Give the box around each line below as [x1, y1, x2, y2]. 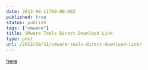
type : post [6, 36, 33, 42]
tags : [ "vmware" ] [6, 25, 49, 31]
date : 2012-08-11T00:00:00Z [6, 8, 76, 15]
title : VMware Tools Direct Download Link [6, 31, 113, 36]
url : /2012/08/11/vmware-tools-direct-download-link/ [6, 42, 143, 48]
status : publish [6, 19, 46, 25]
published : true [6, 14, 46, 20]
